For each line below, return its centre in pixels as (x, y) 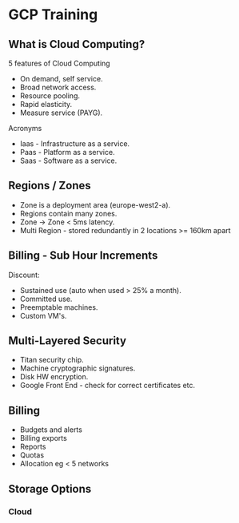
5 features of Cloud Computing (59, 63)
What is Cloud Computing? (77, 44)
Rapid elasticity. (46, 104)
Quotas (32, 455)
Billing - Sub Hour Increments (83, 256)
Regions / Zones (50, 186)
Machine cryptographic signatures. (78, 368)
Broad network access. (58, 87)
